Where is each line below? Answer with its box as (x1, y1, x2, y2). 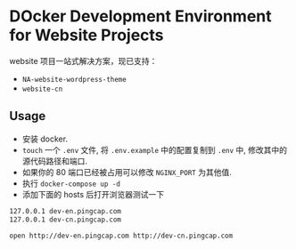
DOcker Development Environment (9, 6, 272, 27)
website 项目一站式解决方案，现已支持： (9, 55, 158, 66)
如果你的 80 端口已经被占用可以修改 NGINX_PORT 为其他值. (21, 166, 232, 177)
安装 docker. (21, 133, 69, 144)
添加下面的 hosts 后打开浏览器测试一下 (21, 189, 165, 199)
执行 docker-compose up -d (21, 178, 120, 189)
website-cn (21, 84, 63, 93)
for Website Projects (9, 25, 164, 45)
